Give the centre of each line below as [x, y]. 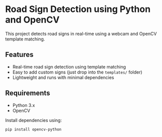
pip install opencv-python [33, 129]
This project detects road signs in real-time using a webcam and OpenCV [81, 33]
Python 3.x [24, 105]
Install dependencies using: [34, 120]
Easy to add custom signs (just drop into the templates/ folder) [77, 72]
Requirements [28, 93]
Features [19, 55]
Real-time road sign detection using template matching [69, 66]
